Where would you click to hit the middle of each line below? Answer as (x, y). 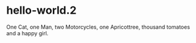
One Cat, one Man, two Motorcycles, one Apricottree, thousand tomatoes (98, 27)
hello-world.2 (42, 10)
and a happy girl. (27, 33)
